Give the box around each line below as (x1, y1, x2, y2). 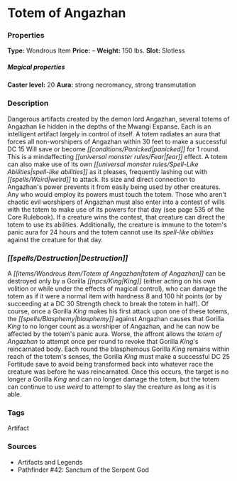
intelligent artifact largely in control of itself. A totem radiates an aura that (7, 129, 221, 138)
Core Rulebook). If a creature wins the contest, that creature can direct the (7, 212, 226, 221)
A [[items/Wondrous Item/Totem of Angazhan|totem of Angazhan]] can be (7, 269, 226, 278)
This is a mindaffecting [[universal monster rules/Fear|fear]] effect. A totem (7, 152, 228, 161)
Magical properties (7, 63, 65, 72)
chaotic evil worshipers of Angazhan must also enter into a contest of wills (7, 198, 225, 206)
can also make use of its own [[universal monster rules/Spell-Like (7, 160, 199, 168)
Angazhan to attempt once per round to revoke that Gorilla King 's (7, 337, 199, 346)
